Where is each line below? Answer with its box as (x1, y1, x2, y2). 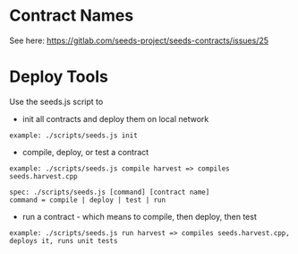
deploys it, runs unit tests (9, 236, 118, 245)
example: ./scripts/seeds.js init (9, 131, 139, 140)
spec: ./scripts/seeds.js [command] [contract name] (9, 188, 210, 197)
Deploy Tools (9, 66, 109, 87)
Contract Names (9, 5, 134, 26)
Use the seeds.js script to (9, 96, 104, 107)
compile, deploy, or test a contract (21, 146, 149, 157)
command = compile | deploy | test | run (9, 195, 166, 205)
